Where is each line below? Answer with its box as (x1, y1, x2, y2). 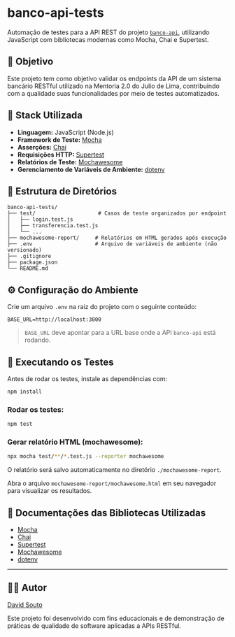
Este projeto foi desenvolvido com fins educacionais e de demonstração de (7, 614, 225, 622)
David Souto (7, 600, 43, 609)
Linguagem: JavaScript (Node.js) (17, 128, 114, 136)
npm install (7, 388, 42, 395)
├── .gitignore (7, 253, 52, 260)
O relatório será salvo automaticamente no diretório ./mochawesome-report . (7, 466, 222, 474)
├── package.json (7, 259, 58, 266)
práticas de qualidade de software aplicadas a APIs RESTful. (7, 621, 182, 630)
